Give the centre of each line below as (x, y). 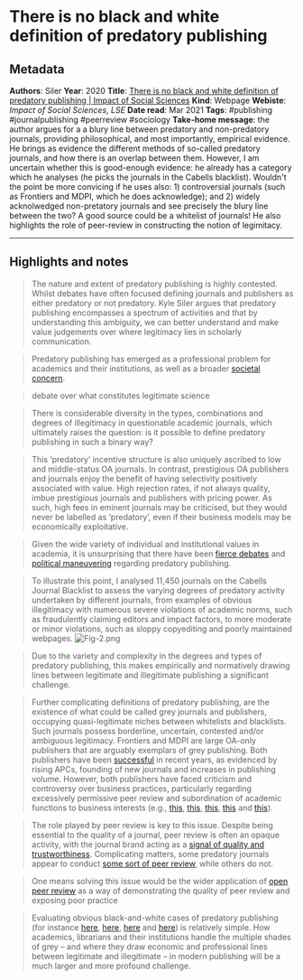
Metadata (37, 69)
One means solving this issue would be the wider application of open (160, 881)
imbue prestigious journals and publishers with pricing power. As (151, 498)
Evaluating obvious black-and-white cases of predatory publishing (155, 918)
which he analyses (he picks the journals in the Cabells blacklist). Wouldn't (148, 177)
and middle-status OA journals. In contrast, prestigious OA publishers (160, 469)
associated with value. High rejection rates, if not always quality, (151, 488)
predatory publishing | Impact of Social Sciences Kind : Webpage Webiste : (148, 100)
